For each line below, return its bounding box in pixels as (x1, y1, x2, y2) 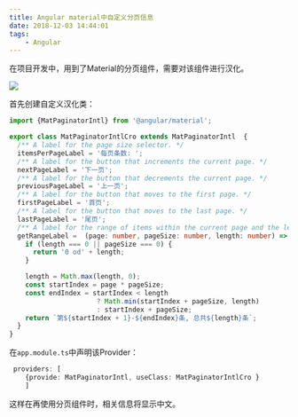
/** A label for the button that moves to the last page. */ (17, 207, 248, 216)
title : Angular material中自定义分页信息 (9, 12, 153, 22)
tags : (9, 29, 29, 38)
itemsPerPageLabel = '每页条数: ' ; (17, 148, 144, 158)
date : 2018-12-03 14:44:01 (9, 21, 109, 30)
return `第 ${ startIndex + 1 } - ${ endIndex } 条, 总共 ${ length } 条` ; (25, 313, 257, 322)
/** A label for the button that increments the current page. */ (17, 157, 268, 166)
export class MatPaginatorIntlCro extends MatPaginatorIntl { (9, 132, 248, 142)
